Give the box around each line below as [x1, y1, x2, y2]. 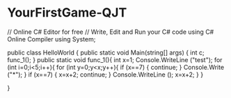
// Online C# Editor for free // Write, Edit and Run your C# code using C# [7, 28, 214, 36]
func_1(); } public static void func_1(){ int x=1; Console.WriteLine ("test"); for [7, 55, 223, 63]
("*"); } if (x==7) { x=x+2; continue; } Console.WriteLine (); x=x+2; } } [7, 70, 204, 79]
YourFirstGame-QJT [7, 5, 127, 21]
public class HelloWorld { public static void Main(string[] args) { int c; [7, 48, 205, 57]
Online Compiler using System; [7, 35, 96, 43]
